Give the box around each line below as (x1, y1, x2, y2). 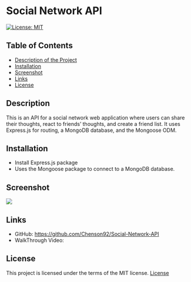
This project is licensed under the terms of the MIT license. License (6, 269, 169, 276)
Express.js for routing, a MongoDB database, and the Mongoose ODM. (6, 127, 177, 134)
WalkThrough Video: (14, 237, 65, 244)
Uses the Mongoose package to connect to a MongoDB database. (14, 165, 175, 172)
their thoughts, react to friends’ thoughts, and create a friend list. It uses (6, 120, 180, 127)
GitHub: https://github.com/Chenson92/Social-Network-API (14, 231, 160, 237)
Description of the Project (14, 56, 78, 63)
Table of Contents (6, 41, 73, 51)
